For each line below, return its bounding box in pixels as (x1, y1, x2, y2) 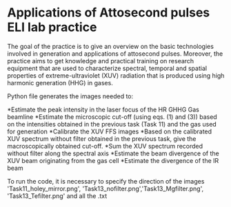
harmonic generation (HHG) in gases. (7, 78, 114, 87)
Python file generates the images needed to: (7, 91, 134, 100)
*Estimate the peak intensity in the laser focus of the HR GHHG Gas (7, 105, 200, 113)
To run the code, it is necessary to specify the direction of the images (7, 177, 205, 185)
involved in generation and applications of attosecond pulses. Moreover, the (7, 50, 223, 58)
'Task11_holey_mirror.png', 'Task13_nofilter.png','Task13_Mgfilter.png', (7, 184, 204, 193)
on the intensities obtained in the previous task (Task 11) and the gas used (7, 120, 217, 128)
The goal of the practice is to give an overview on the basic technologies (7, 42, 214, 50)
